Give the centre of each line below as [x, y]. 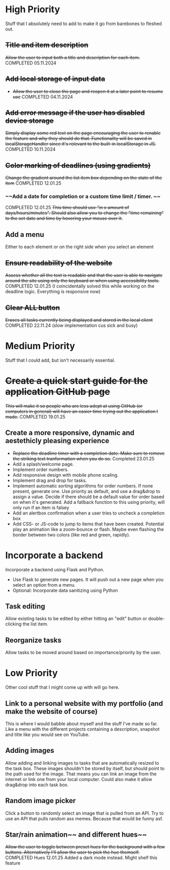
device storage [30, 120]
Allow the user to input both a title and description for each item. [73, 57]
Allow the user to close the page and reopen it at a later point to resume [88, 91]
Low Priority [32, 673]
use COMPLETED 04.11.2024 [43, 97]
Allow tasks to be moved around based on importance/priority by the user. [83, 653]
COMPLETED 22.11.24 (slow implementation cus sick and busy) [72, 325]
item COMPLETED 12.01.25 [33, 183]
